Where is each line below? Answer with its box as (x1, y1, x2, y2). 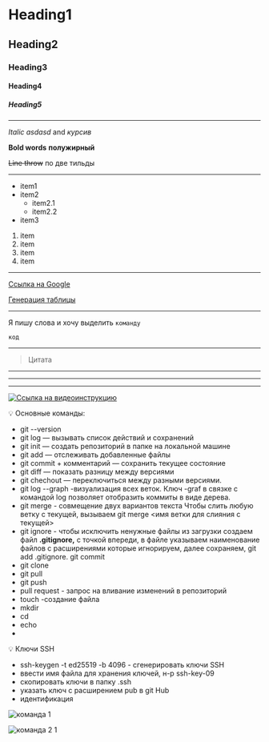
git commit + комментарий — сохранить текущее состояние (19, 459, 226, 468)
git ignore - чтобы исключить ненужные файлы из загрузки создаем (19, 527, 254, 536)
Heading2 (8, 38, 58, 51)
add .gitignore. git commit (19, 552, 106, 562)
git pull (19, 569, 42, 579)
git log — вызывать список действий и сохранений (19, 433, 195, 443)
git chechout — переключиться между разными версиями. (19, 475, 223, 485)
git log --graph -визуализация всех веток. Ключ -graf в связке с (19, 484, 239, 494)
